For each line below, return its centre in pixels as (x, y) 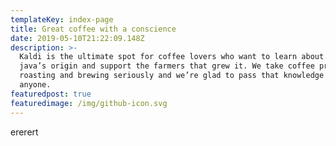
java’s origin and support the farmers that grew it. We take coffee (167, 66)
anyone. (35, 85)
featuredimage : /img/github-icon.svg (89, 103)
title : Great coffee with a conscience (93, 29)
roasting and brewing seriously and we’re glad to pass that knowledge (172, 76)
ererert (24, 132)
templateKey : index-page (62, 19)
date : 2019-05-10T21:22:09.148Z (77, 38)
